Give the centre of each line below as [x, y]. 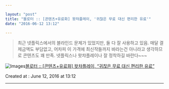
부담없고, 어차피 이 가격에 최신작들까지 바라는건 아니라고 [90, 49]
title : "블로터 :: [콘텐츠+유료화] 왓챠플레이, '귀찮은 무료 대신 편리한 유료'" [78, 19]
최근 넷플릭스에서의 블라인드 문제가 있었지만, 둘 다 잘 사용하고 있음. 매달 [88, 43]
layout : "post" [21, 14]
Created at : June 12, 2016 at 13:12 [41, 76]
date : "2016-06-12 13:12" [32, 24]
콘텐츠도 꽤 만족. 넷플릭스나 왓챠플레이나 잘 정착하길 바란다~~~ [85, 55]
